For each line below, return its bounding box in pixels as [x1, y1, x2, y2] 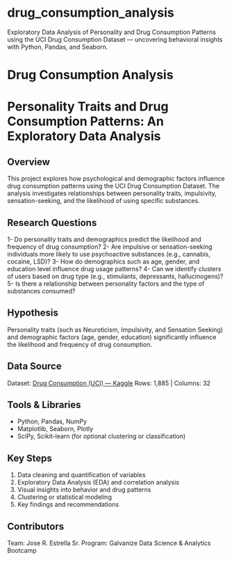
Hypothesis [7, 307, 59, 319]
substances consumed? [7, 286, 76, 295]
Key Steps [7, 452, 52, 464]
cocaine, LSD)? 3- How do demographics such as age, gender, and [7, 257, 200, 266]
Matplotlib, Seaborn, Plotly [17, 425, 94, 433]
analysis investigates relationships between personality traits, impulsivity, [7, 189, 217, 197]
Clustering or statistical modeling [17, 493, 113, 501]
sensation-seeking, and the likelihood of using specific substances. [7, 197, 200, 205]
